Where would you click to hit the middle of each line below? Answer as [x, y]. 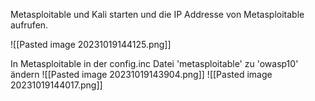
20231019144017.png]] [56, 85]
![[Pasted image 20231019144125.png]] [91, 44]
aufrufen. [29, 25]
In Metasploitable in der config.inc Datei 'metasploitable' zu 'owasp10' [154, 63]
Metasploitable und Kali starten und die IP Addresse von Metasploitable [157, 14]
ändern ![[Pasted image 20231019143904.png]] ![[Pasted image [141, 74]
